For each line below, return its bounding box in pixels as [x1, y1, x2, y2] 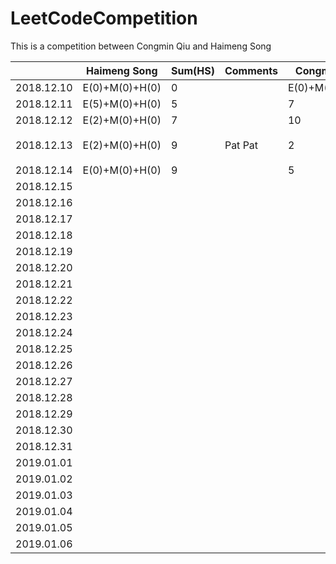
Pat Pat [224, 138, 259, 152]
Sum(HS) [170, 63, 215, 77]
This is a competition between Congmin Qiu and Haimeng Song [10, 40, 272, 52]
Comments [224, 63, 278, 77]
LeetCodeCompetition [10, 7, 198, 30]
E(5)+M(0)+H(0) [82, 97, 162, 111]
